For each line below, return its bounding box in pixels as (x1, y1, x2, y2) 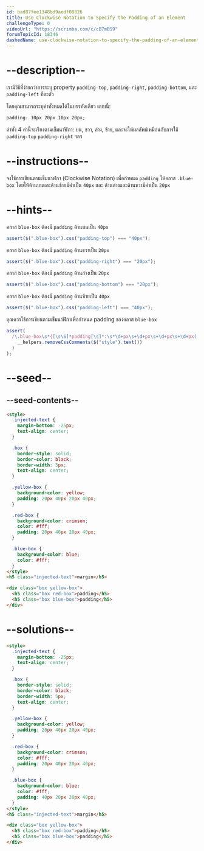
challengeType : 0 (6, 20, 50, 26)
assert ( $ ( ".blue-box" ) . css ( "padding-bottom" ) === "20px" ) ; (6, 281, 159, 288)
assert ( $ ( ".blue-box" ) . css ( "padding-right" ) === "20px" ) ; (6, 258, 156, 265)
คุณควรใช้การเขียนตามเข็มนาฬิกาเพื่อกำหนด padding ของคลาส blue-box (6, 316, 157, 323)
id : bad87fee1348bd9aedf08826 (6, 9, 83, 15)
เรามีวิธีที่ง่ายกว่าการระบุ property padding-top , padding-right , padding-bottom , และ (6, 83, 197, 91)
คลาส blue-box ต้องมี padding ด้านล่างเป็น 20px (6, 269, 109, 277)
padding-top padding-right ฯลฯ (6, 132, 83, 140)
